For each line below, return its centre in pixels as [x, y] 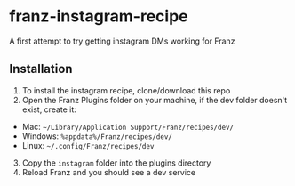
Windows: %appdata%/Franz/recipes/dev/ [97, 136]
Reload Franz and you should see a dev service [109, 172]
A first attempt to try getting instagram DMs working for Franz [122, 41]
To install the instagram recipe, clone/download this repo [126, 90]
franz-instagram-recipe [99, 16]
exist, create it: [49, 109]
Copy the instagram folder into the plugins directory [116, 163]
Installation [41, 69]
